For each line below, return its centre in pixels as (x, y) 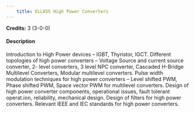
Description (21, 41)
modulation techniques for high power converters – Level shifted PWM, (92, 79)
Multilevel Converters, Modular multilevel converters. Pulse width (85, 73)
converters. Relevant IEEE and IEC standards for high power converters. (93, 104)
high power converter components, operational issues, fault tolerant (88, 91)
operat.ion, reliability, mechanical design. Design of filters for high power (94, 97)
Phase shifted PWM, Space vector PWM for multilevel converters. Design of (97, 85)
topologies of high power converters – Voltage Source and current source (95, 60)
